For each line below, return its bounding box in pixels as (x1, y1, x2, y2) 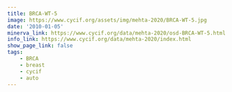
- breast (20, 62, 45, 68)
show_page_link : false (7, 42, 73, 49)
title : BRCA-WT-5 (7, 10, 58, 17)
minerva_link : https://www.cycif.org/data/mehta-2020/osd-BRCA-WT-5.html (7, 29, 226, 37)
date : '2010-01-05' (7, 23, 64, 30)
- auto (20, 74, 39, 82)
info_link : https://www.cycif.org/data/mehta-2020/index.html (7, 36, 192, 43)
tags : (7, 49, 23, 56)
